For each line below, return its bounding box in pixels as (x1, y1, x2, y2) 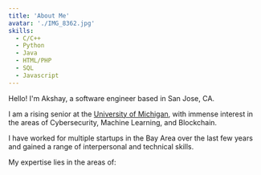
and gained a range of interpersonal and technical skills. (8, 141, 194, 151)
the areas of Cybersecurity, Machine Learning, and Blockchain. (8, 117, 218, 127)
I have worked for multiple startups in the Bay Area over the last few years (8, 133, 253, 143)
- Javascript (15, 71, 59, 79)
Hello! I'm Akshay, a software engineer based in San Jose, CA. (8, 93, 215, 103)
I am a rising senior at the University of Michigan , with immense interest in (8, 109, 254, 119)
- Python (15, 42, 45, 50)
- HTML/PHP (15, 57, 52, 65)
